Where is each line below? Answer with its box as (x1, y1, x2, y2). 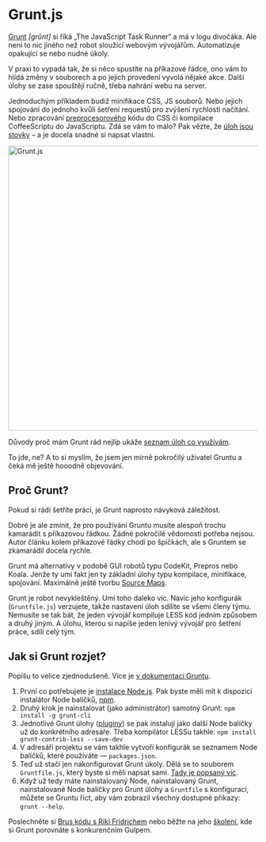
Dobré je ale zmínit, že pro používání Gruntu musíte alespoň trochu (8, 520, 226, 530)
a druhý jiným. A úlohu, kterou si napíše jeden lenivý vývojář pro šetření (8, 618, 241, 628)
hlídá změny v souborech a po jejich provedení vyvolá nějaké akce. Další (8, 72, 245, 82)
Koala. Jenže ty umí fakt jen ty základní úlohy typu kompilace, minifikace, (8, 569, 247, 579)
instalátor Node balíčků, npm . (19, 695, 116, 704)
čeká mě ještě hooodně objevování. (8, 461, 124, 470)
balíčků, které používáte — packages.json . (19, 751, 158, 760)
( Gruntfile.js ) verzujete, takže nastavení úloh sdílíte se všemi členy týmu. (8, 601, 252, 611)
